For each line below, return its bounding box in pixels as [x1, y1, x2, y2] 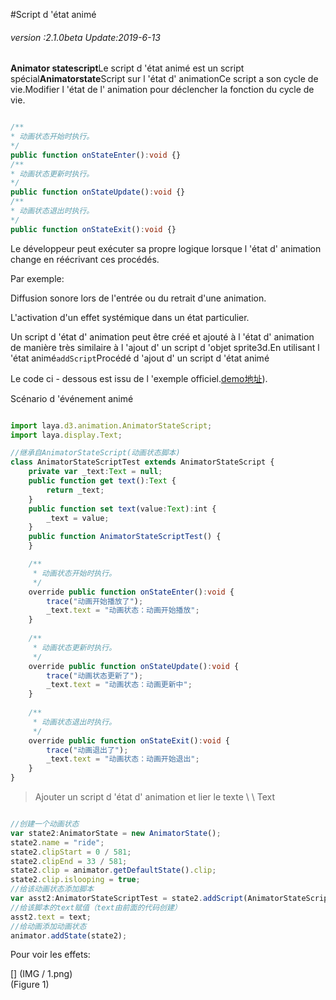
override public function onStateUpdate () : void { [28, 661, 240, 671]
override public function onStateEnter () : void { [28, 587, 235, 597]
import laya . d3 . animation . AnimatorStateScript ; [10, 420, 213, 431]
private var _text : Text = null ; [28, 467, 163, 477]
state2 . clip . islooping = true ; [10, 875, 141, 885]
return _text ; [46, 485, 105, 495]
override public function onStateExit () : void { [28, 735, 230, 746]
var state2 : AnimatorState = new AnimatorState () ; [10, 828, 222, 838]
